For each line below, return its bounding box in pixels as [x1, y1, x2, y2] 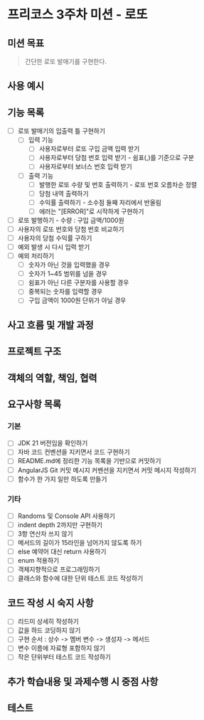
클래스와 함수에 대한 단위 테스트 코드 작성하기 [17, 574, 144, 583]
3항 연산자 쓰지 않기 [17, 529, 73, 538]
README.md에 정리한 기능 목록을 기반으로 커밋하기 [17, 457, 161, 465]
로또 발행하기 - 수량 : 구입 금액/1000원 [17, 216, 124, 224]
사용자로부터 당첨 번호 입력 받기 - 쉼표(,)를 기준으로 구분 [38, 154, 194, 162]
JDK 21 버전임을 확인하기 [17, 439, 88, 448]
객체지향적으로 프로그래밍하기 [17, 565, 101, 573]
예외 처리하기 [17, 252, 55, 260]
